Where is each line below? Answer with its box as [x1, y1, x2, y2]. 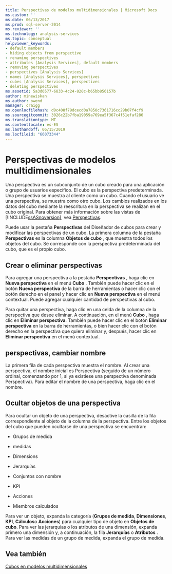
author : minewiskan [5, 93, 47, 99]
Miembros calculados [12, 503, 59, 509]
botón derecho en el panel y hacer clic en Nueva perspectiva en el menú [5, 291, 161, 297]
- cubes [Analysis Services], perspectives [5, 79, 100, 84]
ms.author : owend [5, 98, 43, 103]
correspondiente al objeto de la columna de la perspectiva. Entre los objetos [5, 418, 167, 424]
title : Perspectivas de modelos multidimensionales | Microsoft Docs [5, 7, 158, 13]
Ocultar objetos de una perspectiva [5, 399, 121, 408]
